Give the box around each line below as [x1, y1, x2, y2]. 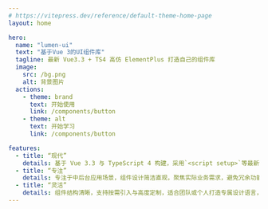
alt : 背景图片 [22, 77, 65, 86]
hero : [8, 34, 26, 41]
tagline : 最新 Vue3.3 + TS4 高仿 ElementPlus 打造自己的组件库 [15, 56, 215, 64]
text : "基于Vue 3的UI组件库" [15, 49, 105, 57]
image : [15, 63, 37, 72]
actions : [15, 85, 45, 93]
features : [8, 144, 41, 152]
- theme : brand [22, 93, 73, 101]
